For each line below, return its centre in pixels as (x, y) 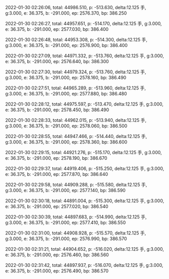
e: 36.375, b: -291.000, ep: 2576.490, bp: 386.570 (57, 271)
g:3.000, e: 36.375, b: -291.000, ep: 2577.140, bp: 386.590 (66, 190)
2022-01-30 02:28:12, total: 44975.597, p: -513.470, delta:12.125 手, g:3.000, (84, 104)
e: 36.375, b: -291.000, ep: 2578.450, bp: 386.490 (57, 110)
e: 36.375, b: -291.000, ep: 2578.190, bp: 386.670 (56, 158)
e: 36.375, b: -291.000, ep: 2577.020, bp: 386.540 (57, 206)
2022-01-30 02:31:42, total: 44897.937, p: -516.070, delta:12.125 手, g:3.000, (84, 265)
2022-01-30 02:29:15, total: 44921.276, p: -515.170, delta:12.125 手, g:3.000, (84, 152)
